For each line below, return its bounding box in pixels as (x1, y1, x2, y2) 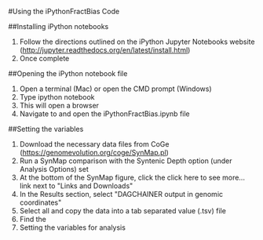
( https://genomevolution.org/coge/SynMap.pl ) (19, 148, 169, 157)
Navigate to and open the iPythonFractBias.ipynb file (19, 109, 190, 118)
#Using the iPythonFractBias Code (8, 7, 120, 16)
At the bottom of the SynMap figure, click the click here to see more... (19, 173, 246, 182)
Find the (19, 215, 47, 224)
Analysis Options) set (19, 165, 89, 173)
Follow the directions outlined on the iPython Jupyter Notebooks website (19, 37, 255, 46)
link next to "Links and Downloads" (19, 181, 133, 191)
